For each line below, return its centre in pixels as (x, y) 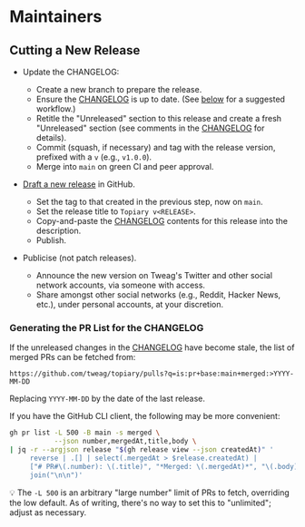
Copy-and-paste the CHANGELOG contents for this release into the (162, 221)
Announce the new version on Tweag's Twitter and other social (154, 275)
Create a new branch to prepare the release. (119, 89)
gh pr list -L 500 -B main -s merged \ (85, 433)
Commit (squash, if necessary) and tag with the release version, (156, 147)
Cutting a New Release (75, 50)
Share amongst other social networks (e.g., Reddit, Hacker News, (158, 295)
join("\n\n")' (56, 475)
